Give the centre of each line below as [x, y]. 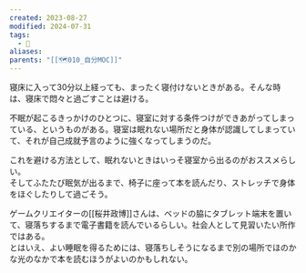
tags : [20, 35]
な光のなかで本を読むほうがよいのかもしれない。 [101, 259]
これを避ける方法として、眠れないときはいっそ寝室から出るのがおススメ [145, 160]
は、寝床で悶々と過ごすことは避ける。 [82, 98]
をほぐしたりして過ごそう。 [61, 194]
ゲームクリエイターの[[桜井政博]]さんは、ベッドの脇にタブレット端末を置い [151, 213]
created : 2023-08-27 [49, 18]
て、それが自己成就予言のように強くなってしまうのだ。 [113, 141]
